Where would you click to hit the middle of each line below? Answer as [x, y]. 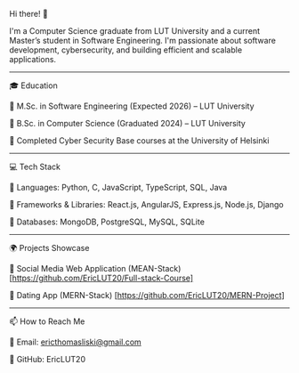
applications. [32, 59]
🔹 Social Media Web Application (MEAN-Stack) [95, 268]
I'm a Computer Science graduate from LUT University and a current [135, 31]
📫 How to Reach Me [47, 321]
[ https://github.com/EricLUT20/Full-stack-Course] [101, 278]
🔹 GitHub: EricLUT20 [48, 359]
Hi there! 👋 [29, 14]
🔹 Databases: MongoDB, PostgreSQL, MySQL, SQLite [107, 222]
